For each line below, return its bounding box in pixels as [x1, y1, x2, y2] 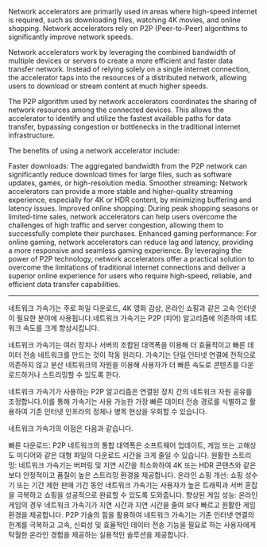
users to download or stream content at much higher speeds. [8, 81, 209, 91]
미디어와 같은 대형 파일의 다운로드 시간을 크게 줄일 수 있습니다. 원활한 [16, 451, 230, 460]
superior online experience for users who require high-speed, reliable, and [8, 271, 253, 281]
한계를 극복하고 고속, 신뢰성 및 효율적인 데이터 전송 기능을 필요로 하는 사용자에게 [8, 520, 257, 530]
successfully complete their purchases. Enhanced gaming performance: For [8, 229, 257, 238]
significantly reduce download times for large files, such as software [8, 170, 233, 179]
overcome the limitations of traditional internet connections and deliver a [8, 262, 246, 272]
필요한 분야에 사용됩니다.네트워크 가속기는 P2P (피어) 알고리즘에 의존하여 [16, 313, 243, 323]
